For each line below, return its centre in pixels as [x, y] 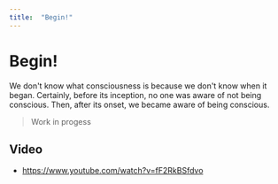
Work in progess [61, 121]
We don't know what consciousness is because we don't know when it [138, 86]
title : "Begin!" [41, 17]
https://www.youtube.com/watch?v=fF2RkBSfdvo [112, 171]
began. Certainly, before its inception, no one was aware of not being [135, 95]
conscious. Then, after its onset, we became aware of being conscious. [139, 104]
